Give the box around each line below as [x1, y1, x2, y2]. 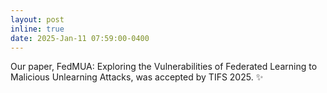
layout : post [10, 14, 65, 25]
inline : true [10, 24, 65, 34]
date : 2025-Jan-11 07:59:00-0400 [10, 33, 150, 43]
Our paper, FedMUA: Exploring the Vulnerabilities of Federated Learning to [10, 61, 318, 73]
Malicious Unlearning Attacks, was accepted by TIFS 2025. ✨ [10, 71, 264, 83]
